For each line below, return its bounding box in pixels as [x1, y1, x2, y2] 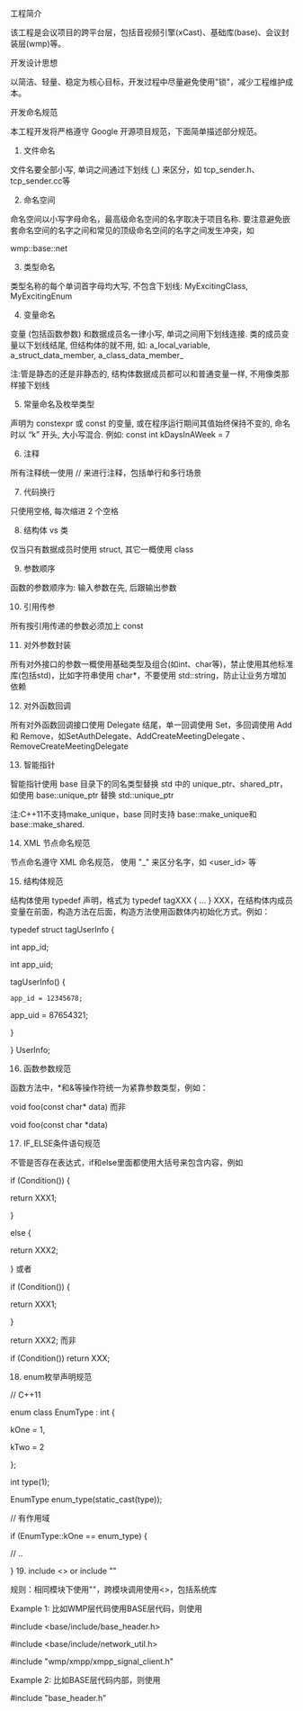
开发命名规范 [10, 107, 58, 117]
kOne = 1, [10, 1425, 46, 1435]
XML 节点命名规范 [22, 838, 91, 848]
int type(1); [10, 1477, 50, 1487]
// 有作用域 [10, 1513, 50, 1523]
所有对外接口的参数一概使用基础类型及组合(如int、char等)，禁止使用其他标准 [10, 659, 294, 669]
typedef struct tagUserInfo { [10, 924, 115, 934]
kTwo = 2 [10, 1442, 45, 1452]
